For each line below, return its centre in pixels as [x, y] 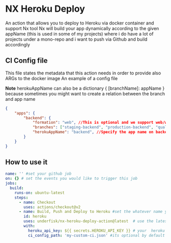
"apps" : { [25, 113]
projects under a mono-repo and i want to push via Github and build [76, 39]
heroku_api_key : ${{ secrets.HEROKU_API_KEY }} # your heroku [96, 231]
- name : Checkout [37, 202]
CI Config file [26, 61]
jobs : [11, 183]
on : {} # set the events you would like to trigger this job [72, 179]
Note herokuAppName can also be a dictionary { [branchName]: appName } [85, 88]
